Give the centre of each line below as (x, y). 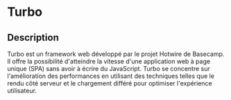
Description (33, 38)
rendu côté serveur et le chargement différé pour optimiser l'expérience (110, 83)
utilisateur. (22, 91)
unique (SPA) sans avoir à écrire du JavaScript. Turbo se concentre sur (109, 69)
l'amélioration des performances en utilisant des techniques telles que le (111, 76)
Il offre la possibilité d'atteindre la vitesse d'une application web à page (109, 61)
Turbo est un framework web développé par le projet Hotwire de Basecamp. (116, 54)
